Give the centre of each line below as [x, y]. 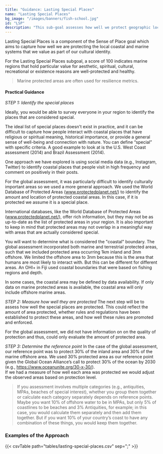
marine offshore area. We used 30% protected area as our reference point [79, 357]
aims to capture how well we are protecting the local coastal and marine [77, 47]
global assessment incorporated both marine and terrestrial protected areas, [81, 247]
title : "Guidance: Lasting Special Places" [50, 9]
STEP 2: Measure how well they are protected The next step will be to [75, 302]
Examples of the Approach [37, 436]
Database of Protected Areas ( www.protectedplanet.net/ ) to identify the [77, 192]
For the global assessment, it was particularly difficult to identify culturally [79, 182]
